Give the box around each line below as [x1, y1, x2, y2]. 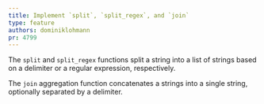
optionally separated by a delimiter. [8, 87, 123, 97]
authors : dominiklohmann [8, 26, 90, 34]
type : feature [8, 19, 55, 27]
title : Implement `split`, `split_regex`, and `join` [8, 11, 190, 20]
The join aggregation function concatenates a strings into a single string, [8, 79, 248, 88]
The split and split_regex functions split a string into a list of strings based [8, 55, 257, 65]
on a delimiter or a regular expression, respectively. [8, 64, 176, 73]
